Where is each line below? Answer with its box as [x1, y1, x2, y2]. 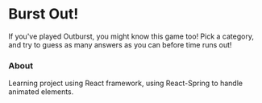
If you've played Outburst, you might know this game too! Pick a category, [8, 31, 254, 41]
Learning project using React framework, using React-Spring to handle [8, 78, 243, 89]
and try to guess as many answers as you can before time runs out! [8, 39, 232, 49]
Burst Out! [8, 5, 79, 23]
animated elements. [8, 87, 74, 97]
